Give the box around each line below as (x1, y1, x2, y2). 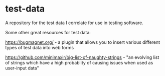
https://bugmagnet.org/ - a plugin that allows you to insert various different (5, 39, 160, 45)
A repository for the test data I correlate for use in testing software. (5, 20, 144, 26)
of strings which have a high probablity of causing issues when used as (5, 59, 153, 65)
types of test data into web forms (5, 44, 74, 50)
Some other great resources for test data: (5, 29, 91, 35)
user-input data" (5, 65, 39, 71)
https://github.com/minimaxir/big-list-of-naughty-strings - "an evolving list (5, 54, 159, 60)
